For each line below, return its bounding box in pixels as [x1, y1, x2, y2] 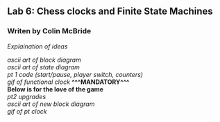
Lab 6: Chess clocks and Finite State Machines [7, 6, 213, 17]
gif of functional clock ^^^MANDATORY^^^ [7, 78, 130, 86]
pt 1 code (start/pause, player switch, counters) [7, 70, 144, 78]
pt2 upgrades [7, 92, 46, 101]
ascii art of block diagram [7, 55, 81, 64]
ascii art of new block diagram [7, 100, 95, 108]
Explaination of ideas [7, 42, 68, 51]
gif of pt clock [7, 107, 47, 115]
